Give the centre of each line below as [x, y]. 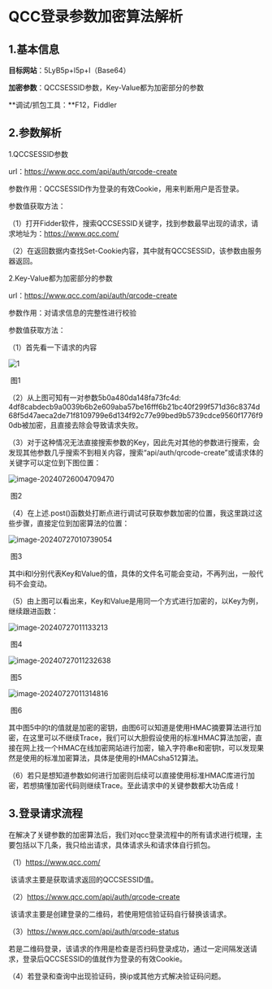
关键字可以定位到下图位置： [55, 462]
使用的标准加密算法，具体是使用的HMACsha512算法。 [112, 758]
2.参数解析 [35, 133]
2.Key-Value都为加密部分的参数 [60, 278]
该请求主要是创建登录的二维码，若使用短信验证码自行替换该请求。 [121, 914]
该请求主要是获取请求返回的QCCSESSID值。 [84, 879]
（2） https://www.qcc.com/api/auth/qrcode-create [94, 896]
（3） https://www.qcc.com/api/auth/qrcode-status [94, 931]
